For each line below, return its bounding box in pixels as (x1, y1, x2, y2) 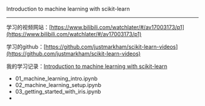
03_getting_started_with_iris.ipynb (15, 88, 101, 95)
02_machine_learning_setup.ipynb (15, 81, 102, 88)
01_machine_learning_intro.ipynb (15, 75, 98, 82)
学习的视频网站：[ (6, 24, 52, 31)
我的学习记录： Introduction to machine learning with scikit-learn (6, 62, 168, 70)
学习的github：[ (6, 43, 46, 50)
